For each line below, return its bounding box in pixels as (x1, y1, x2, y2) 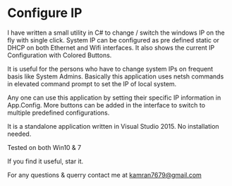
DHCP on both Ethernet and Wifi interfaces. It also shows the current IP (7, 43, 215, 52)
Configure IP (7, 5, 83, 21)
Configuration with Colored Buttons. (7, 51, 112, 59)
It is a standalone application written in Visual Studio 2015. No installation (7, 122, 220, 130)
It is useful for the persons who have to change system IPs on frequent (7, 64, 214, 73)
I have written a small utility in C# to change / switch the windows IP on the (7, 28, 225, 37)
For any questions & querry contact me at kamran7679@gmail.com (7, 170, 202, 179)
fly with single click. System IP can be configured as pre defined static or (7, 35, 220, 44)
